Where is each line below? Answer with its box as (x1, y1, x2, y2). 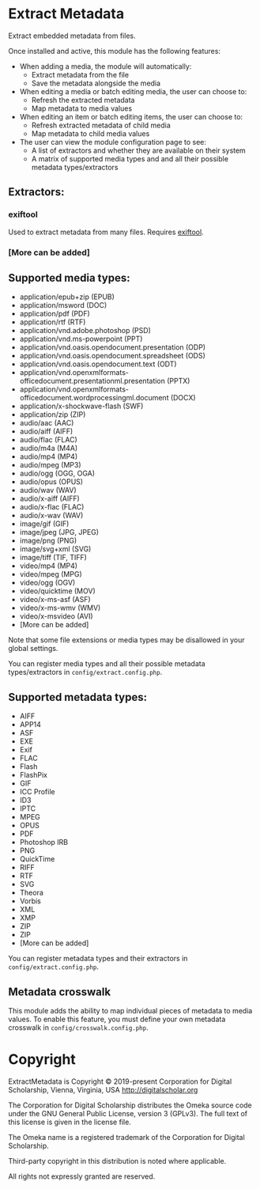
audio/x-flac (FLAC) (19, 502, 85, 512)
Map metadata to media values (31, 104, 133, 113)
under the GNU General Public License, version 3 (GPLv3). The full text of (8, 1108, 248, 1118)
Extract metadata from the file (31, 70, 129, 79)
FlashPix (19, 771, 47, 780)
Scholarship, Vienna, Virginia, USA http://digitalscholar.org (8, 1085, 198, 1094)
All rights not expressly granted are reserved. (8, 1172, 156, 1181)
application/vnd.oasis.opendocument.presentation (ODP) (19, 343, 206, 352)
